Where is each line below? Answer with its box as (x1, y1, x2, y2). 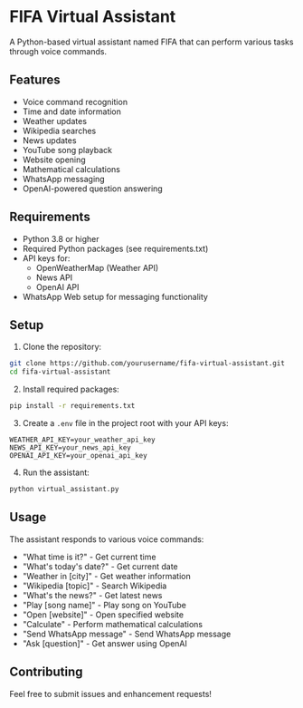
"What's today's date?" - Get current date (22, 560, 178, 572)
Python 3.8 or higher (22, 233, 99, 244)
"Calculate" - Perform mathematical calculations (22, 618, 204, 629)
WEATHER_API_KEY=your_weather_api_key (9, 435, 156, 444)
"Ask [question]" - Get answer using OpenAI (22, 637, 188, 649)
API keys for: (22, 252, 71, 264)
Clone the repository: (22, 342, 102, 353)
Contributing (9, 664, 83, 680)
